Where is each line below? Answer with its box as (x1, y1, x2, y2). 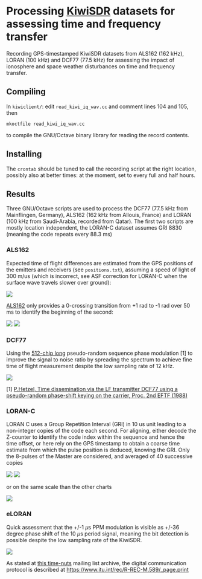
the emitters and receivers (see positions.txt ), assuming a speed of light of (6, 266, 196, 273)
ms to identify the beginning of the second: (6, 308, 113, 315)
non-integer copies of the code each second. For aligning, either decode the (6, 427, 197, 435)
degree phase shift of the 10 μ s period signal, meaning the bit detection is (6, 530, 189, 537)
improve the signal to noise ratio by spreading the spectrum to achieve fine (6, 355, 192, 363)
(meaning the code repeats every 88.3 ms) (6, 231, 113, 238)
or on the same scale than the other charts (6, 484, 112, 491)
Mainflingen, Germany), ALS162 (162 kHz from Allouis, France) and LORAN (6, 212, 192, 219)
